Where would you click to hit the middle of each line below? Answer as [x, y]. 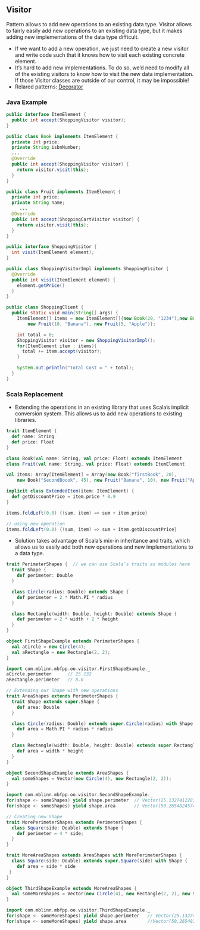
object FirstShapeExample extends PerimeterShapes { [73, 641]
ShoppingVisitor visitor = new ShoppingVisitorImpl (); [86, 340]
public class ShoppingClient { [45, 307]
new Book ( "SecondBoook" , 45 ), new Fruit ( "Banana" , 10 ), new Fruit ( [102, 481]
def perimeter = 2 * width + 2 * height [68, 619]
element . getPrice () [41, 285]
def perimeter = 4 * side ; [50, 833]
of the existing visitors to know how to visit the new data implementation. [104, 74]
